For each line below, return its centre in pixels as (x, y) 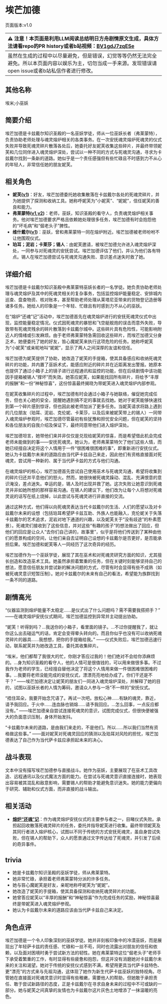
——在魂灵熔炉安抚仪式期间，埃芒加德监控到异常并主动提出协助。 (73, 616)
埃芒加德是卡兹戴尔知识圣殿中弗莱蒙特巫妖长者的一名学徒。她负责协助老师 (81, 287)
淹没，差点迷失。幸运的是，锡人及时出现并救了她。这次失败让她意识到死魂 (85, 484)
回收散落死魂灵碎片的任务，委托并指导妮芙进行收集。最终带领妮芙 (89, 825)
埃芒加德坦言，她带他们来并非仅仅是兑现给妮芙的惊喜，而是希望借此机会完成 (83, 436)
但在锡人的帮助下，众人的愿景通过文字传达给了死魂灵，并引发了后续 (91, 838)
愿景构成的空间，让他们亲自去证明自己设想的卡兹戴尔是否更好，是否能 (85, 538)
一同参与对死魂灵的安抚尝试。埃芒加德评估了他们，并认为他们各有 (89, 251)
